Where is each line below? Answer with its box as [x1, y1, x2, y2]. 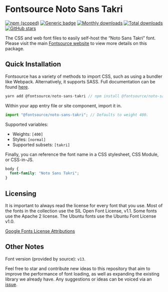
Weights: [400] [12, 131, 43, 137]
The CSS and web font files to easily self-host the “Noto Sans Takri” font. [5, 35, 156, 41]
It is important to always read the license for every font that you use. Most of [5, 202, 163, 208]
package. [5, 45, 24, 51]
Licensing [5, 189, 36, 198]
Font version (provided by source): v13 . [5, 256, 86, 262]
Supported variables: [5, 121, 48, 127]
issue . [5, 281, 17, 288]
